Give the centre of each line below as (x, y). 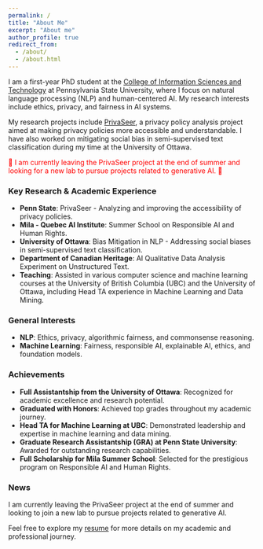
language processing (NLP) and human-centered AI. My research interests (129, 98)
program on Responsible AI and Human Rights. (95, 467)
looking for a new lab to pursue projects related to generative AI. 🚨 (115, 171)
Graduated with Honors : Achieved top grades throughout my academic (135, 408)
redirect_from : (33, 45)
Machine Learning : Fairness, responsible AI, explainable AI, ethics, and (135, 346)
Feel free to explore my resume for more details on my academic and (120, 529)
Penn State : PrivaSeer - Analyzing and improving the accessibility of (130, 208)
